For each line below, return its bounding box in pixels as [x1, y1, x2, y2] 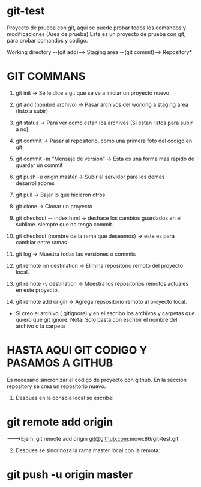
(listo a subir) [15, 107, 49, 115]
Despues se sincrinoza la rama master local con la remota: [15, 446, 161, 454]
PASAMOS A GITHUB [7, 356, 113, 370]
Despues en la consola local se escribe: [15, 394, 114, 401]
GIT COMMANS [7, 70, 86, 83]
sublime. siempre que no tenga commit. [15, 220, 113, 228]
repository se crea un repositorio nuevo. [7, 383, 106, 390]
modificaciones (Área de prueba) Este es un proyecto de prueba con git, [7, 30, 186, 37]
